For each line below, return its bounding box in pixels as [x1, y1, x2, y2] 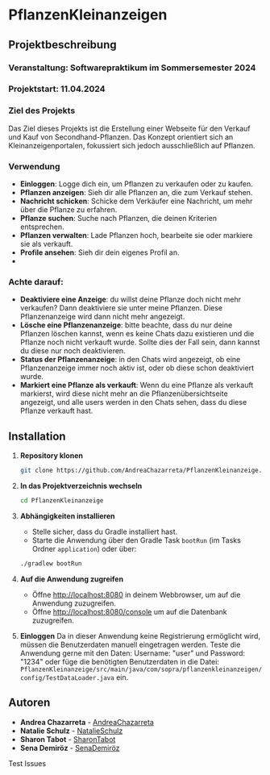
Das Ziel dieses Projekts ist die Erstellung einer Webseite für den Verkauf [8, 123, 251, 133]
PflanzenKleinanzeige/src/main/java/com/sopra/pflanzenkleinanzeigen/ [19, 665, 263, 673]
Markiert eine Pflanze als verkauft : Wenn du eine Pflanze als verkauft [19, 381, 254, 390]
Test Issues [8, 758, 47, 768]
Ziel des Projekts [8, 105, 76, 116]
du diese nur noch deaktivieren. [19, 346, 127, 356]
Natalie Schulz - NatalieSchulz [19, 726, 123, 735]
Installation [8, 429, 66, 443]
